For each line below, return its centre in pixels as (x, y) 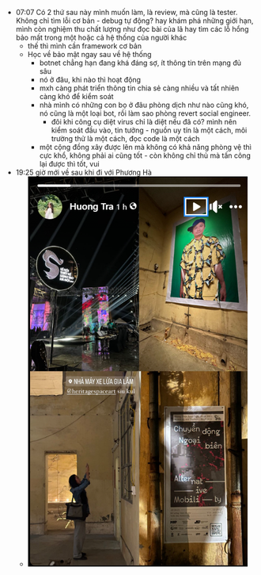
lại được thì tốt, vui (70, 164)
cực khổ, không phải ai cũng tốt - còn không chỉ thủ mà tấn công (145, 155)
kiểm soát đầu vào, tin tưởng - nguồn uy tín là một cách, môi (149, 130)
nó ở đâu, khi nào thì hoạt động (90, 80)
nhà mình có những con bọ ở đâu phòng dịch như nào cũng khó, (144, 105)
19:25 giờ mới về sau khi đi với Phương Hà (84, 172)
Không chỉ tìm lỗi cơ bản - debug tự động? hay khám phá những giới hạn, (134, 21)
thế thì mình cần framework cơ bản (85, 46)
